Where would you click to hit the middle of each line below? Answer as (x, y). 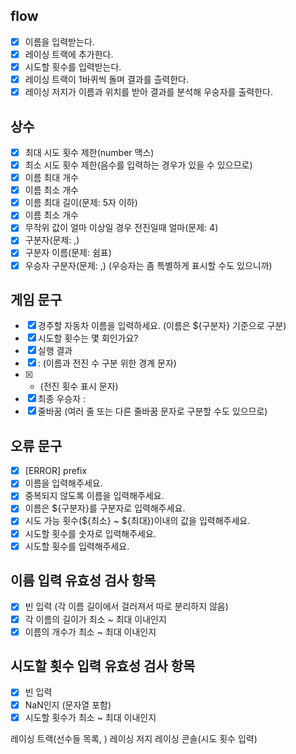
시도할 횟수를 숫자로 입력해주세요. (90, 533)
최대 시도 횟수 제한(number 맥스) (89, 152)
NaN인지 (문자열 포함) (68, 705)
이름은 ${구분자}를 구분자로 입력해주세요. (105, 508)
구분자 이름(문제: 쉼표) (68, 253)
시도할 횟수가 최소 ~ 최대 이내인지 (90, 717)
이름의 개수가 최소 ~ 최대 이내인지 (90, 631)
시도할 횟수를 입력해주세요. (77, 546)
